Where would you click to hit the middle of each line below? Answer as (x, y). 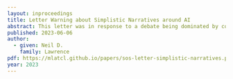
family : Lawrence (45, 52)
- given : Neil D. (38, 45)
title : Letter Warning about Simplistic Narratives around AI (99, 20)
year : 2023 (23, 65)
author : (18, 39)
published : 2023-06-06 (40, 33)
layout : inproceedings (40, 13)
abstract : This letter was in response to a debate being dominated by (113, 26)
